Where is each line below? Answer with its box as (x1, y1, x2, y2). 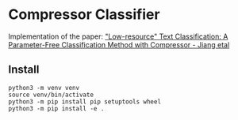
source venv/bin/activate (8, 91, 94, 99)
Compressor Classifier (8, 6, 160, 24)
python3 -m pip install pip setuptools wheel (8, 97, 161, 106)
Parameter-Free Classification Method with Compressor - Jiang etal (8, 39, 230, 49)
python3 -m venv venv (8, 84, 80, 92)
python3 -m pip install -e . (8, 104, 105, 112)
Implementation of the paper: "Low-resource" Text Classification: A (8, 32, 228, 41)
